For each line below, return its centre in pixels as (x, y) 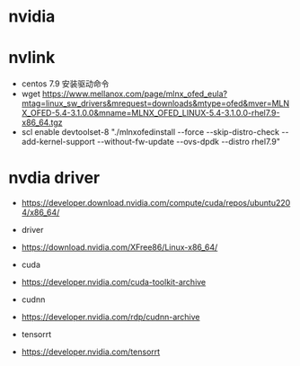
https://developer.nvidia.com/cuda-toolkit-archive (114, 282)
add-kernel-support (58, 142)
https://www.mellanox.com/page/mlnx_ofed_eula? (135, 94)
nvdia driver (54, 178)
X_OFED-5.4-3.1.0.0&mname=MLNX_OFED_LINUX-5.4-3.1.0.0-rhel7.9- (150, 113)
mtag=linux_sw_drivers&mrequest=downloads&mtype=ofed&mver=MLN (155, 103)
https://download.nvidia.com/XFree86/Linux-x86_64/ (119, 247)
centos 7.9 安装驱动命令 (65, 84)
